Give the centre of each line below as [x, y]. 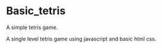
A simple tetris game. [32, 27]
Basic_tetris [36, 11]
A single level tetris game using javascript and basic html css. [81, 39]
